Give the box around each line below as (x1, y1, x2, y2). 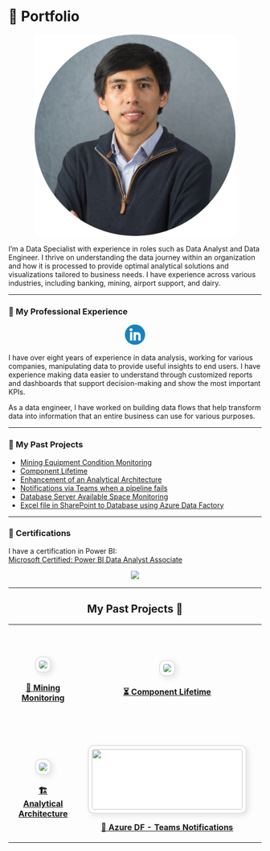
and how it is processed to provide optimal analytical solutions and (8, 261, 229, 271)
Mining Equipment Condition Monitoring (19, 457, 153, 467)
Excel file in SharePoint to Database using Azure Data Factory (19, 500, 224, 510)
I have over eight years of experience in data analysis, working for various (8, 353, 253, 363)
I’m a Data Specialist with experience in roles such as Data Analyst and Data (8, 243, 260, 253)
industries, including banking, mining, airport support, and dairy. (8, 278, 221, 288)
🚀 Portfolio (8, 7, 80, 26)
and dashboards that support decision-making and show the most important (8, 379, 261, 388)
